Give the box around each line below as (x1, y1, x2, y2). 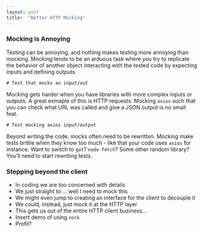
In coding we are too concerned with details (15, 181, 126, 189)
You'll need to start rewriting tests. (6, 152, 92, 159)
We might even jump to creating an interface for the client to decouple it (15, 194, 196, 201)
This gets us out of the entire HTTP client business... (15, 207, 147, 214)
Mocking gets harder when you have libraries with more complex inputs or (6, 90, 193, 98)
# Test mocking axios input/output (6, 121, 97, 128)
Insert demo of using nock (15, 214, 80, 221)
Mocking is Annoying (6, 35, 71, 43)
